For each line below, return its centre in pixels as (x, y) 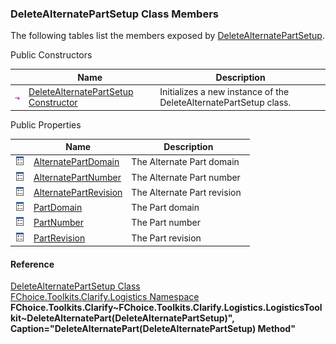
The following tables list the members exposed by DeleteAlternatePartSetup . (167, 36)
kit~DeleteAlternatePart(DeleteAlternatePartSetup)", (122, 318)
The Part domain (165, 208)
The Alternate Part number (186, 177)
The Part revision (166, 238)
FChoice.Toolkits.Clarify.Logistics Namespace (105, 297)
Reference (32, 264)
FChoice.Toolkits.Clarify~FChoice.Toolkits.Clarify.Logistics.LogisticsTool (166, 308)
